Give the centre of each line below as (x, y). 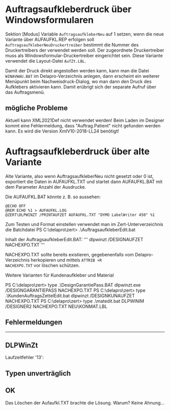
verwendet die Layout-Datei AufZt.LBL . (46, 61)
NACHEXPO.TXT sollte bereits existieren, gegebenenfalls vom (70, 254)
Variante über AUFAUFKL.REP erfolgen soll (50, 39)
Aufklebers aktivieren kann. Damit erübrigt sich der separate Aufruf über (81, 86)
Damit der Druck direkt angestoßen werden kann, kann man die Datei (77, 71)
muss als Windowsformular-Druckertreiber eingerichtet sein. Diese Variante (84, 55)
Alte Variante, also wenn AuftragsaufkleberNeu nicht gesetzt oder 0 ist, (80, 176)
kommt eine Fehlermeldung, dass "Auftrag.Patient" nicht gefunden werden (83, 125)
